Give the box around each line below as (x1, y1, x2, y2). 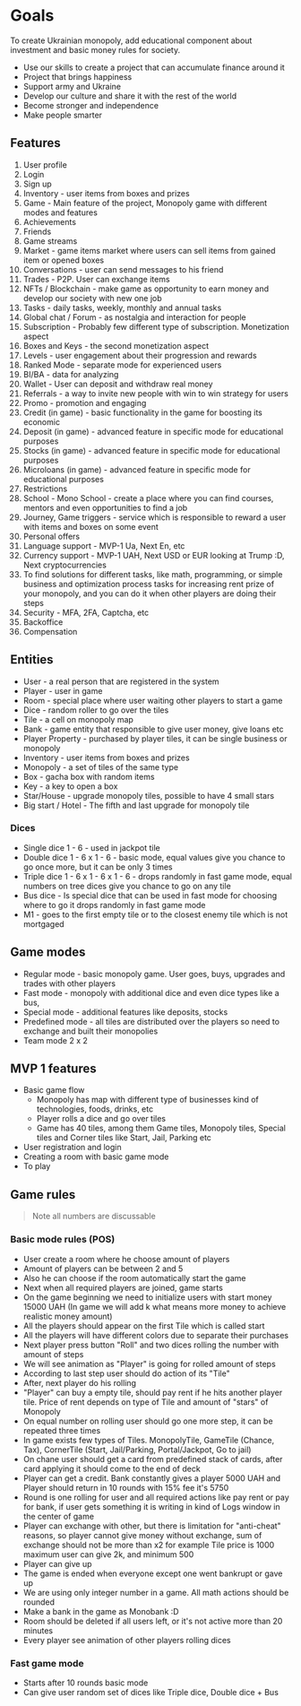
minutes (22, 1624, 53, 1636)
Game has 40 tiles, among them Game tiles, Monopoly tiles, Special (36, 1122, 286, 1134)
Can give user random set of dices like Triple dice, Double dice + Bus (22, 1686, 279, 1697)
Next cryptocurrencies (22, 559, 107, 570)
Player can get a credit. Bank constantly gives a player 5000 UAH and (22, 1472, 281, 1484)
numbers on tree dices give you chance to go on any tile (22, 880, 231, 891)
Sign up (22, 178, 52, 189)
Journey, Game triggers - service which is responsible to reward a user (22, 512, 287, 523)
